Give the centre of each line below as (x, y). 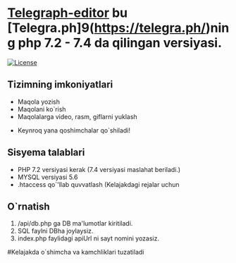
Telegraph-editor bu (68, 13)
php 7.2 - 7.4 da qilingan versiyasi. (120, 43)
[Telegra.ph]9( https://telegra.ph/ (107, 28)
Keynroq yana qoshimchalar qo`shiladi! (74, 130)
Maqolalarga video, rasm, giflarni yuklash (77, 116)
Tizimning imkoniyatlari (60, 85)
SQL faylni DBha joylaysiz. (55, 231)
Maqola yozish (39, 102)
